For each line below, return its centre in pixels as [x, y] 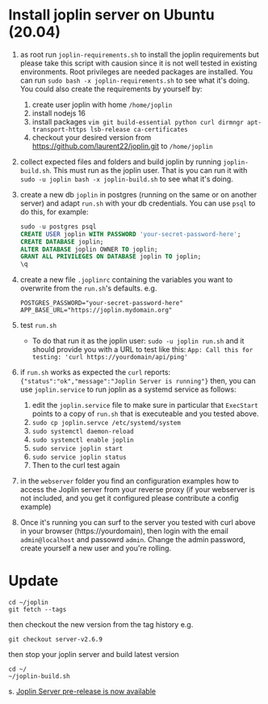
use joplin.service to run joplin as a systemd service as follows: [128, 389]
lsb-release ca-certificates [139, 129]
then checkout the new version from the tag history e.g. [101, 625]
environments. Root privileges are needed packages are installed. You [136, 71]
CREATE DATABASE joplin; [62, 242]
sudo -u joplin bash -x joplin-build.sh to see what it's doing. [127, 179]
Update [33, 581]
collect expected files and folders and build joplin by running [121, 161]
